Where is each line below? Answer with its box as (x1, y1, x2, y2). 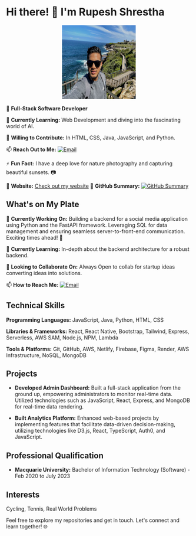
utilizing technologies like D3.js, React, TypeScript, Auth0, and (14, 427, 166, 434)
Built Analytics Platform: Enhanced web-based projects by (14, 414, 160, 421)
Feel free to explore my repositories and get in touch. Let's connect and (6, 517, 180, 524)
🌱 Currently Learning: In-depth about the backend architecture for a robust (6, 245, 190, 253)
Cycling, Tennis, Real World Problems (6, 505, 97, 512)
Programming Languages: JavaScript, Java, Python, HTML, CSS (6, 316, 164, 323)
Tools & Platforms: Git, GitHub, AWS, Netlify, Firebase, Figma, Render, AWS (6, 345, 190, 352)
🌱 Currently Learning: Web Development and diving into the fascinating (6, 116, 181, 123)
